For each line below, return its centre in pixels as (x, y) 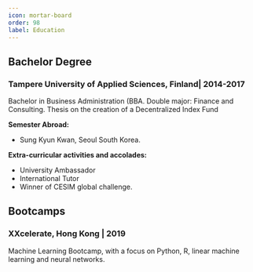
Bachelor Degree (50, 62)
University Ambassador (57, 170)
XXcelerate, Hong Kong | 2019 (67, 234)
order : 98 (24, 23)
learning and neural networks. (57, 259)
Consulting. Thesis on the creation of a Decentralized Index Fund (113, 110)
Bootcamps (37, 211)
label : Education (37, 30)
